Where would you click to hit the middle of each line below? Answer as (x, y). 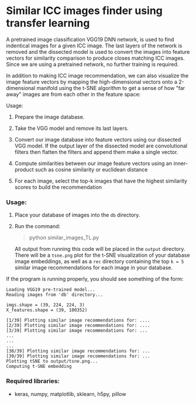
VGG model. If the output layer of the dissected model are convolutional (101, 146)
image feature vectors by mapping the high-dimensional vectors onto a (92, 82)
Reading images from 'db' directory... (55, 295)
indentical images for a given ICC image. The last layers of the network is (94, 46)
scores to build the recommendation (58, 187)
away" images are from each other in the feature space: (73, 94)
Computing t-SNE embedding (39, 367)
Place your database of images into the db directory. (77, 215)
